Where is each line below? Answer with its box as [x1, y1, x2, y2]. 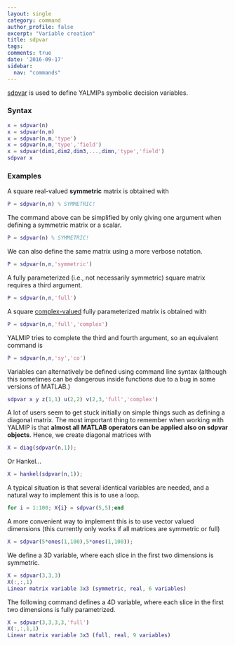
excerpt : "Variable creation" [7, 30, 96, 37]
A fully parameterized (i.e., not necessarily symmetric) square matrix [7, 273, 206, 282]
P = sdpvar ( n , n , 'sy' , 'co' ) [7, 354, 86, 362]
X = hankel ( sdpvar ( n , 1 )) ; [7, 471, 83, 478]
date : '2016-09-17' [7, 56, 65, 63]
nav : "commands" [13, 69, 61, 76]
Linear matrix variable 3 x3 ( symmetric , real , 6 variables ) [7, 585, 187, 592]
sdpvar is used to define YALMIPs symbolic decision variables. [7, 89, 188, 97]
